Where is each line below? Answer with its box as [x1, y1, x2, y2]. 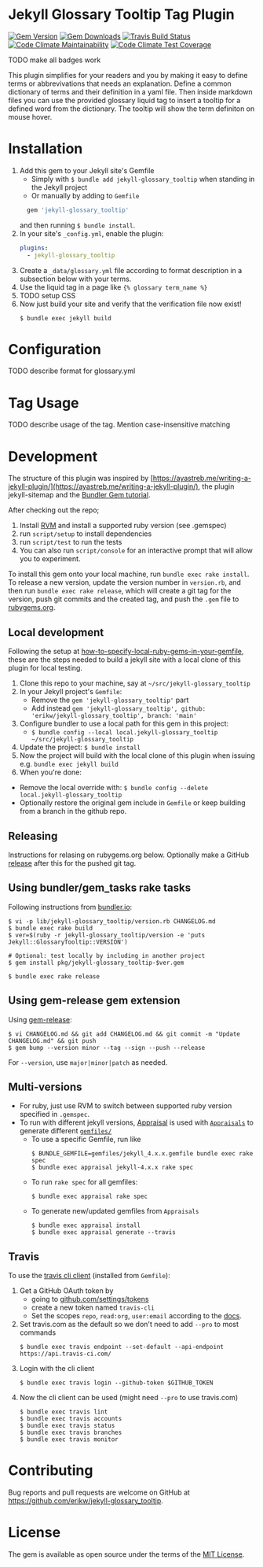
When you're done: [19, 767, 82, 777]
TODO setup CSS [19, 290, 76, 300]
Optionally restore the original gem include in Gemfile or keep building [19, 798, 246, 808]
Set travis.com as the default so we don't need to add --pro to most [19, 1320, 239, 1329]
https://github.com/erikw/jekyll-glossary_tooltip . [8, 1496, 163, 1506]
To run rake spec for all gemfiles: [31, 1177, 138, 1187]
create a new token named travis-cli [31, 1303, 155, 1312]
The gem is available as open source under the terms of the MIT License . [8, 1550, 245, 1559]
